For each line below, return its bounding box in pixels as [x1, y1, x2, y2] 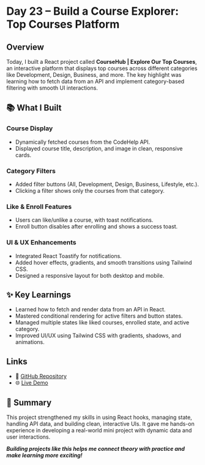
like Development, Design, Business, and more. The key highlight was [6, 71, 182, 78]
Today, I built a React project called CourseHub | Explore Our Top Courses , [6, 58, 197, 65]
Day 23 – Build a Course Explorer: [6, 4, 179, 18]
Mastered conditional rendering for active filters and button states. [15, 312, 183, 320]
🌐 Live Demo [15, 379, 48, 386]
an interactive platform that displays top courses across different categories [6, 64, 198, 72]
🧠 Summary [6, 397, 52, 408]
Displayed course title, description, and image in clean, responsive [15, 144, 183, 152]
